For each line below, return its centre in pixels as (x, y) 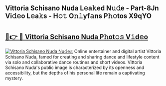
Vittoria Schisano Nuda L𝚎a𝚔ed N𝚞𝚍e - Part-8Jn (82, 8)
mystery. (14, 78)
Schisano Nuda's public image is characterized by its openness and (75, 67)
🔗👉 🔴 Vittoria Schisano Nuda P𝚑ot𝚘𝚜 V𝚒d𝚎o (77, 37)
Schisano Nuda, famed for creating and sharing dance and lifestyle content (82, 57)
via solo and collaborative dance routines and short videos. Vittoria (74, 62)
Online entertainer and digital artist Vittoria (118, 51)
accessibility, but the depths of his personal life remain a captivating (75, 73)
